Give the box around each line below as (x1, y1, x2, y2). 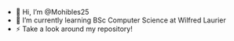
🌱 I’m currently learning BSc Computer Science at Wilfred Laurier (15, 15, 226, 25)
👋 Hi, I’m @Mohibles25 (15, 8, 90, 16)
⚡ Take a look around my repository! (15, 24, 133, 33)
